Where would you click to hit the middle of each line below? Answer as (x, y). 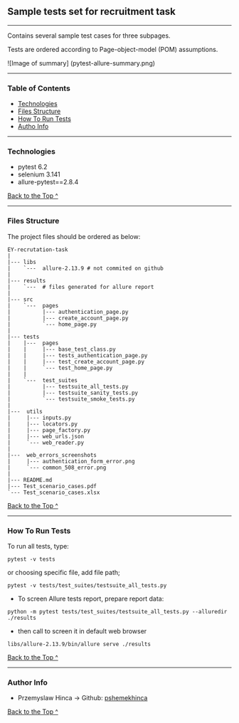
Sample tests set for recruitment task (92, 12)
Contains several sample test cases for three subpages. (89, 36)
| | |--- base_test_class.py (62, 349)
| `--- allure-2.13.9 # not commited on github (85, 268)
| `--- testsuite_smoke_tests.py (71, 399)
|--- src (20, 299)
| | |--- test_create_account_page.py (76, 361)
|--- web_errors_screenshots (52, 455)
